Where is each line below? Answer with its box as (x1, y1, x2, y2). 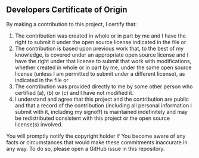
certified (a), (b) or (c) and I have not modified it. (14, 89, 134, 96)
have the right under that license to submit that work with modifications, (14, 57, 192, 64)
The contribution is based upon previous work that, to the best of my (14, 45, 184, 52)
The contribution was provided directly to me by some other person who (14, 83, 193, 90)
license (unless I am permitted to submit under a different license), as (14, 70, 185, 77)
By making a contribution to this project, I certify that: (6, 20, 137, 27)
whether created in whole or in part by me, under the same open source (14, 64, 192, 71)
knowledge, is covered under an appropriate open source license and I (14, 51, 189, 58)
